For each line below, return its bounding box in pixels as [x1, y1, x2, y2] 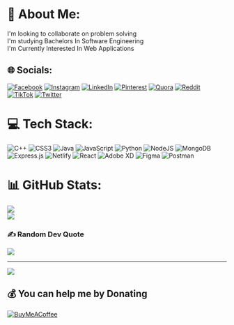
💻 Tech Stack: [7, 116, 93, 132]
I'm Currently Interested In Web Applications [7, 44, 134, 52]
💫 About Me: [7, 6, 81, 22]
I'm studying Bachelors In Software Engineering [7, 36, 144, 45]
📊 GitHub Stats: [7, 177, 102, 192]
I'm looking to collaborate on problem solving [7, 29, 137, 38]
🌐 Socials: [7, 64, 53, 76]
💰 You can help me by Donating [7, 288, 148, 300]
